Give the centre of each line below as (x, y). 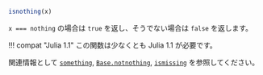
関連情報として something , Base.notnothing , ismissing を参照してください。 (134, 62)
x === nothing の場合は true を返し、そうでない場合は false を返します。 (130, 27)
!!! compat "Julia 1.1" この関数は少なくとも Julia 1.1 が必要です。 (113, 45)
